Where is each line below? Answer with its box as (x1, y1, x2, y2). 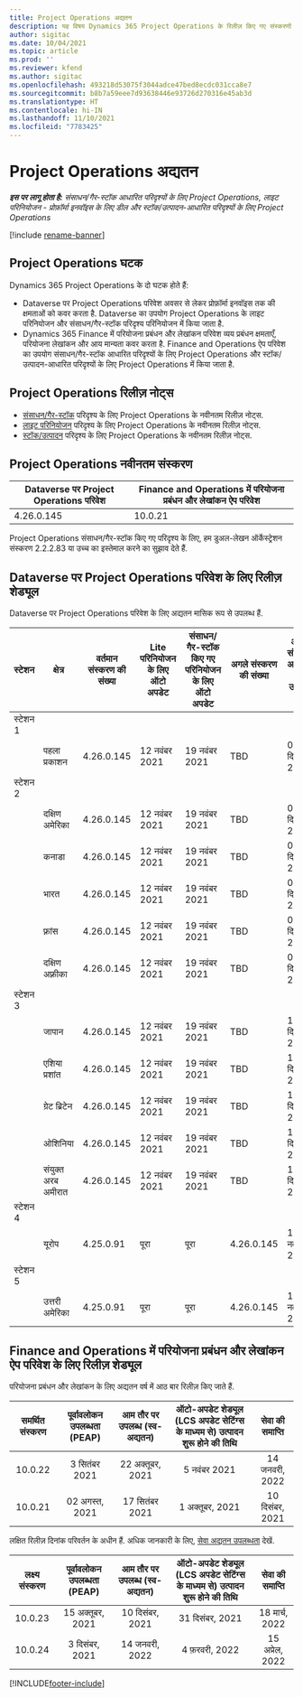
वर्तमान (96, 652, 118, 665)
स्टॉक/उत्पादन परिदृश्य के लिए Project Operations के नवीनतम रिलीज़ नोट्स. (22, 430, 252, 441)
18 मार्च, (258, 1607, 289, 1618)
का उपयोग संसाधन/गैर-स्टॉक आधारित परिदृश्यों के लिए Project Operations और (22, 349, 262, 359)
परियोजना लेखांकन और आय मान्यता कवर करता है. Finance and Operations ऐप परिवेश (22, 338, 286, 349)
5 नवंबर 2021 (183, 1464, 236, 1476)
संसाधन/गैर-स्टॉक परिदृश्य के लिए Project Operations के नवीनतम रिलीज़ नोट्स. (22, 409, 264, 420)
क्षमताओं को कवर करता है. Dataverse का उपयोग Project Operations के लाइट (22, 308, 265, 319)
